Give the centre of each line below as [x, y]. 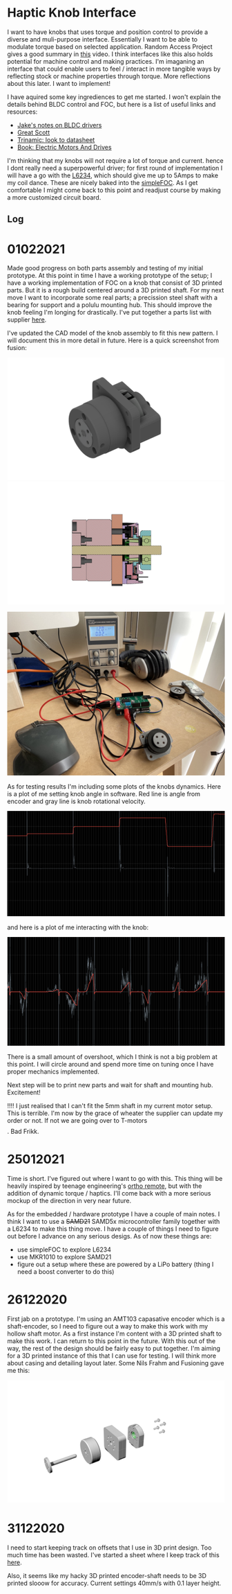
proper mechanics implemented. [54, 1071]
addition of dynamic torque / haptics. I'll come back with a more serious [109, 1193]
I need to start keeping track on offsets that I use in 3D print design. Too [109, 1548]
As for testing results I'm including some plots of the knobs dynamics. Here [114, 787]
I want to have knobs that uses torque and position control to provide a [108, 32]
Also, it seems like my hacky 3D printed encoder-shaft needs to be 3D [107, 1576]
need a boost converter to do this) [66, 1271]
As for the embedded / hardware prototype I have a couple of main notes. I [114, 1214]
